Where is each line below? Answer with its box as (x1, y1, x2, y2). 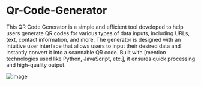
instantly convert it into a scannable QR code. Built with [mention (6, 48, 166, 56)
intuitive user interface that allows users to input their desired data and (6, 42, 181, 50)
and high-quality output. (6, 61, 66, 69)
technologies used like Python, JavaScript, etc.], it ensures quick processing (6, 55, 196, 62)
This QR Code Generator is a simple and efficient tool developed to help (6, 23, 184, 30)
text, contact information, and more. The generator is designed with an (6, 36, 181, 43)
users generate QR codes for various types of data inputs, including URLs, (6, 29, 190, 36)
